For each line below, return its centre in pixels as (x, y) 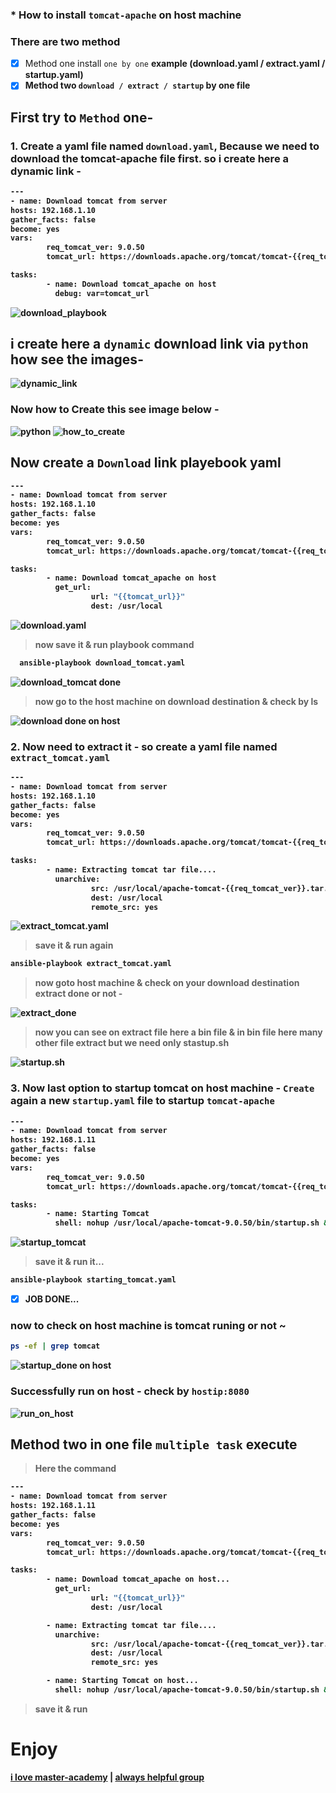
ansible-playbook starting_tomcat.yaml (93, 1280)
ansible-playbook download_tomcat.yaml (102, 663)
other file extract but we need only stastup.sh (132, 1043)
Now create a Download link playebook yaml (146, 463)
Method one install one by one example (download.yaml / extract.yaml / (175, 64)
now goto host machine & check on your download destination (167, 983)
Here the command (75, 1469)
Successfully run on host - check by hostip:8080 (130, 1391)
